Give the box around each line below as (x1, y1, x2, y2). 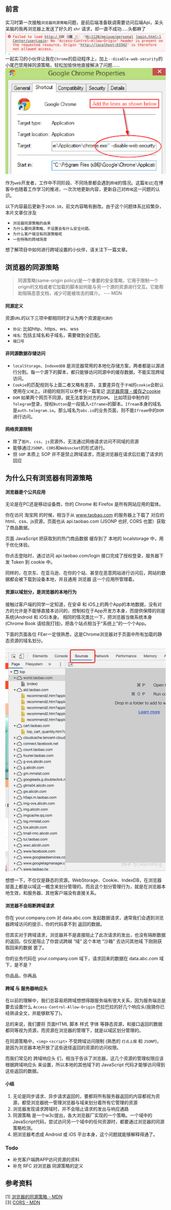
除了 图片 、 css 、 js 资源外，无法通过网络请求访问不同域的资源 (12, 438, 139, 444)
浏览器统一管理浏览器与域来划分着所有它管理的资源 (30, 1099, 138, 1106)
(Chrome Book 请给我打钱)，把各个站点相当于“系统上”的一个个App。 (5, 620, 149, 626)
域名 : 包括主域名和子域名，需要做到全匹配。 (12, 332, 103, 339)
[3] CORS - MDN (5, 1199, 41, 1205)
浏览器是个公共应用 (5, 489, 46, 495)
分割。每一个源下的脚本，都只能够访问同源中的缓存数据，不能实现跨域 (17, 369, 164, 375)
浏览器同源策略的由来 (12, 221, 51, 226)
